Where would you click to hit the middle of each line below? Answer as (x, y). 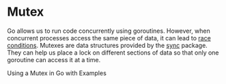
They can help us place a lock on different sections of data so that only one (113, 53)
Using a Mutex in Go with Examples (57, 73)
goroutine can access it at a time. (54, 59)
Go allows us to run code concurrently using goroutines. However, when (109, 31)
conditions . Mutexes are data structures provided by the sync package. (108, 45)
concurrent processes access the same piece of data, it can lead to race (109, 38)
